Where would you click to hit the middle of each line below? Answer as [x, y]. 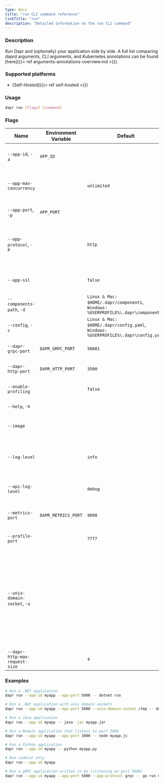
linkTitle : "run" [23, 19]
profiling [19, 392]
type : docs [16, 10]
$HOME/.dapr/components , [115, 302]
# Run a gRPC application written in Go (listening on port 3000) [74, 771]
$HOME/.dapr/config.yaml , [117, 325]
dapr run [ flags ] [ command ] [34, 108]
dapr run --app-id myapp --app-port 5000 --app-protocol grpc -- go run [81, 776]
